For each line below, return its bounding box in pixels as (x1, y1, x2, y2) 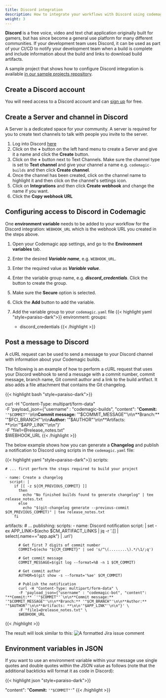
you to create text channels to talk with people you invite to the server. (5, 131, 148, 137)
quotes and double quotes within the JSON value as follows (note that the (5, 663, 155, 669)
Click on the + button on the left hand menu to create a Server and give (12, 146, 158, 152)
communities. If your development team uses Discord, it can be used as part (5, 41, 161, 46)
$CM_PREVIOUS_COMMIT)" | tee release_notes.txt (5, 510, 105, 515)
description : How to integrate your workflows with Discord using (5, 12, 145, 17)
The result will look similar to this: (5, 630, 73, 636)
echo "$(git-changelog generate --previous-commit (23, 505, 129, 510)
